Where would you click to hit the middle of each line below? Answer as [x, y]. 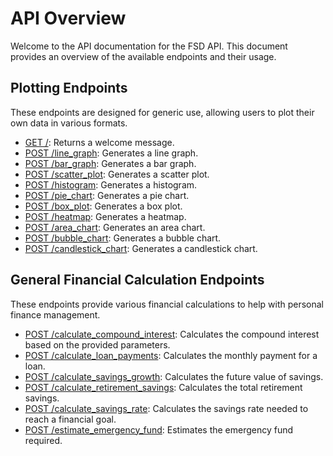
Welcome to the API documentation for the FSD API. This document [149, 46]
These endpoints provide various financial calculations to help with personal [167, 304]
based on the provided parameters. [97, 344]
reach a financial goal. [70, 419]
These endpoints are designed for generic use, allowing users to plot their [162, 112]
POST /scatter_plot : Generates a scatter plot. [117, 174]
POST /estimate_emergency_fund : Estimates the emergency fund [159, 429]
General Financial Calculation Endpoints [137, 280]
